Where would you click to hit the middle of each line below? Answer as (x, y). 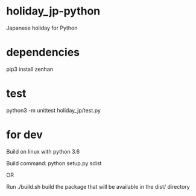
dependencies (43, 52)
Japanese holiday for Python (42, 28)
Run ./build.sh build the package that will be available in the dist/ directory (98, 186)
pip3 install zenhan (30, 69)
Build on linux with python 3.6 (43, 151)
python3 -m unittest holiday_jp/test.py (54, 110)
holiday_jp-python (53, 11)
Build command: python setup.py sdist (54, 163)
